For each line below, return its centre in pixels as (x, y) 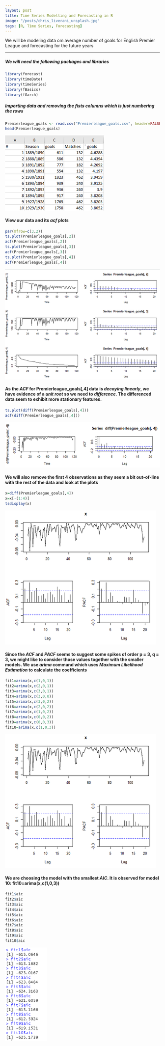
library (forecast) (24, 74)
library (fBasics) (23, 89)
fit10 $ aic (15, 941)
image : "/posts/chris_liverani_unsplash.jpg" (52, 21)
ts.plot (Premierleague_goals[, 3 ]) (41, 247)
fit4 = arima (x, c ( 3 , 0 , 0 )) (29, 696)
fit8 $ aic (14, 931)
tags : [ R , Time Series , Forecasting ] (44, 26)
